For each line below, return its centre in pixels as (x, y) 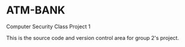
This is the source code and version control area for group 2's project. (93, 38)
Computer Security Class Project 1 (48, 26)
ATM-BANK (36, 10)
